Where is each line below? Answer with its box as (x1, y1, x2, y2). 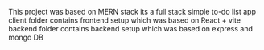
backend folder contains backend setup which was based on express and (8, 24, 254, 33)
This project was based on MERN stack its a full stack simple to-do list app (8, 7, 256, 16)
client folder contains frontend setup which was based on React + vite (8, 15, 241, 25)
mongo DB (8, 32, 44, 42)
